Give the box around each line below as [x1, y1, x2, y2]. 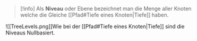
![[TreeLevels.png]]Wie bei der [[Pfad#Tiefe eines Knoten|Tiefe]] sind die [5, 23, 185, 30]
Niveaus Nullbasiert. [5, 29, 55, 36]
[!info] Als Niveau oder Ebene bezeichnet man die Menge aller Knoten [20, 5, 192, 12]
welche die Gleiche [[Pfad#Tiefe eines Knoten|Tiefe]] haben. [20, 11, 169, 18]
